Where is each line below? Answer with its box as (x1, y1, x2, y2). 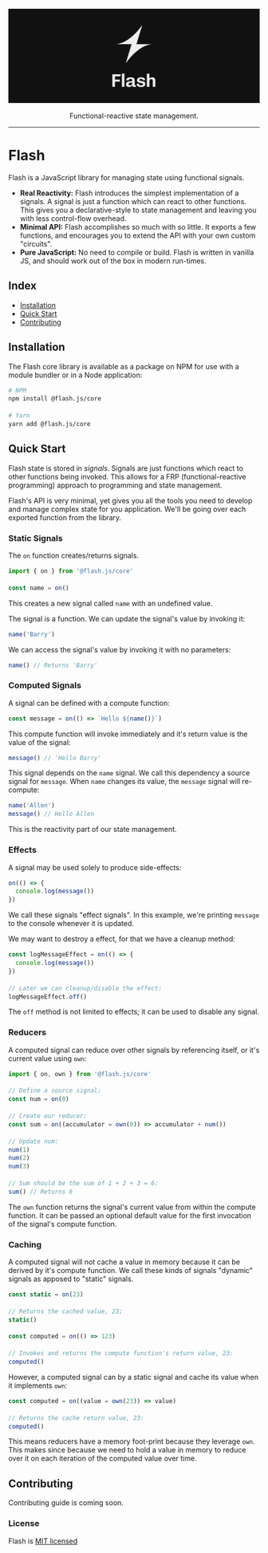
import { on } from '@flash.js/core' (8, 567, 134, 575)
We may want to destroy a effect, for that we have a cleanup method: (8, 934, 235, 944)
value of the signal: (8, 737, 71, 747)
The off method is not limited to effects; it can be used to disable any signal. (8, 1007, 259, 1017)
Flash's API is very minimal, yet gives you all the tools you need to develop (8, 495, 253, 505)
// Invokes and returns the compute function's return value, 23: (8, 1350, 234, 1358)
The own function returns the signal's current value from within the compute (8, 1202, 257, 1212)
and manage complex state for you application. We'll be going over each (8, 504, 246, 514)
